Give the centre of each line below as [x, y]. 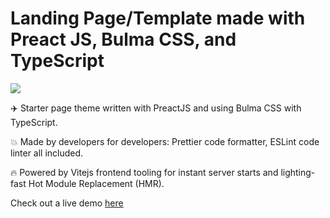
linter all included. [47, 153]
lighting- [298, 172]
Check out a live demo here [67, 203]
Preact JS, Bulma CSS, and [123, 39]
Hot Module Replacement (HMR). [96, 183]
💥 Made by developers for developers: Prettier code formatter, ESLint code [165, 141]
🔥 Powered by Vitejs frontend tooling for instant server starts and [144, 172]
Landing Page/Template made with [158, 18]
